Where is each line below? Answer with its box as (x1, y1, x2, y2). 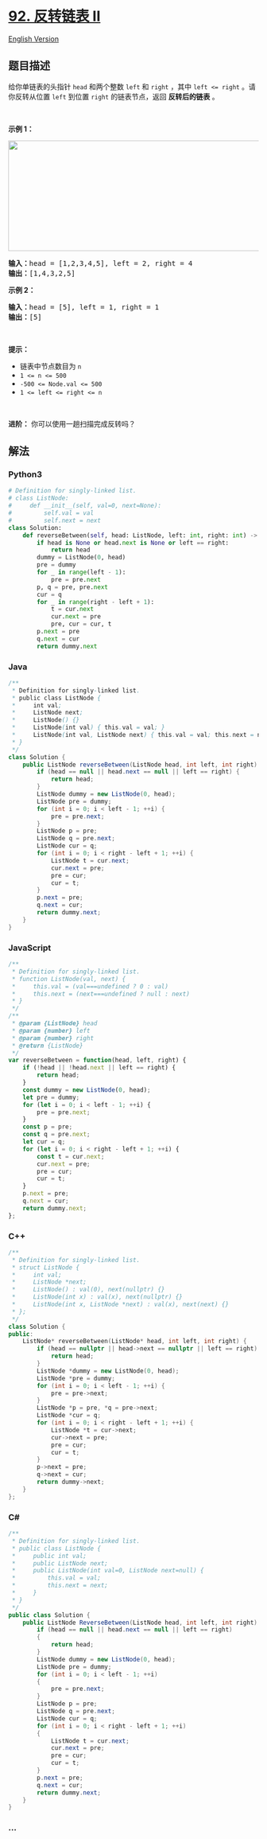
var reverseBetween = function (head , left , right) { (8, 1056, 187, 1065)
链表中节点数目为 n (19, 361, 82, 371)
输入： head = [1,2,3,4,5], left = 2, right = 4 (8, 259, 193, 267)
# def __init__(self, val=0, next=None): (8, 502, 161, 510)
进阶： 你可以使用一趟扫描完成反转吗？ (8, 419, 136, 428)
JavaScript (8, 942, 52, 953)
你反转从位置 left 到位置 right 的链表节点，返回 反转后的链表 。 (8, 92, 220, 101)
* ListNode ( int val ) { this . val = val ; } (11, 723, 165, 732)
